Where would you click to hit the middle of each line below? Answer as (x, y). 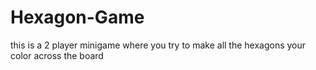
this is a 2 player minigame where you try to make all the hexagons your (158, 45)
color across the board (57, 55)
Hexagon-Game (77, 17)
